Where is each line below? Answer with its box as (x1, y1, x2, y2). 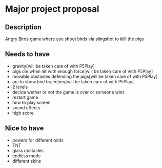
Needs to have (5, 50, 50, 58)
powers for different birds (12, 137, 64, 143)
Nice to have (5, 124, 44, 133)
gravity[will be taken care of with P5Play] (12, 63, 95, 69)
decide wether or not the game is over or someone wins (12, 89, 125, 95)
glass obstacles (12, 147, 44, 153)
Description (5, 23, 41, 31)
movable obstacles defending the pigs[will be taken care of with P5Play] (12, 73, 158, 79)
